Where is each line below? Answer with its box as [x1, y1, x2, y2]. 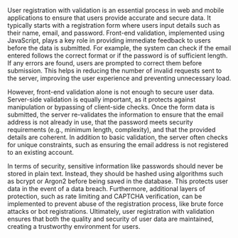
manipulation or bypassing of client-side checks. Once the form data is [7, 103, 215, 111]
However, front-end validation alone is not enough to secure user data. [7, 88, 215, 96]
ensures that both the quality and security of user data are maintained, [7, 215, 214, 223]
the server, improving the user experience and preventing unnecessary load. [7, 74, 232, 82]
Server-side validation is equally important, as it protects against [7, 95, 196, 104]
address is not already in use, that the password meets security [7, 118, 193, 126]
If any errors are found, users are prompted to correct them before [7, 59, 202, 67]
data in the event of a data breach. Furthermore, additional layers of [7, 185, 206, 193]
